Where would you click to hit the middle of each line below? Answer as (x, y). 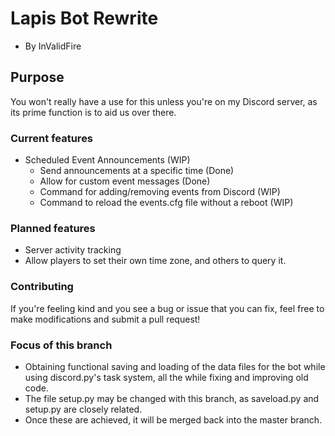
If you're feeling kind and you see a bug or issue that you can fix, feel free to (167, 308)
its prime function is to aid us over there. (93, 112)
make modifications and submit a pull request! (105, 319)
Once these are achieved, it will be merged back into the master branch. (173, 419)
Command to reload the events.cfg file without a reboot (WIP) (166, 203)
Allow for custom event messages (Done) (125, 181)
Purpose (37, 77)
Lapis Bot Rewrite (84, 18)
